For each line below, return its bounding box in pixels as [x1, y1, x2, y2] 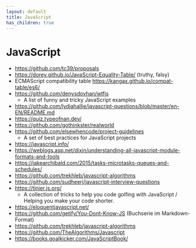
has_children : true [6, 20, 54, 26]
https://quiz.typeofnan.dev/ [14, 115, 82, 122]
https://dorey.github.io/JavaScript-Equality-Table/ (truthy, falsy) [14, 71, 170, 78]
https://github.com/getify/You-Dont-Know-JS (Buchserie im [14, 210, 161, 217]
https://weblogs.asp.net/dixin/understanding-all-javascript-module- [14, 147, 181, 154]
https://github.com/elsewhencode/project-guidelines [14, 128, 144, 135]
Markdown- [162, 210, 191, 217]
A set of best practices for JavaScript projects [23, 134, 136, 141]
